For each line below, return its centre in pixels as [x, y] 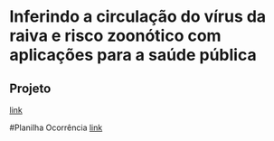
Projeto [30, 88]
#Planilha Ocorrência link [56, 127]
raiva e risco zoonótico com [115, 36]
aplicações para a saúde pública [133, 55]
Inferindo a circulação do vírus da [138, 17]
